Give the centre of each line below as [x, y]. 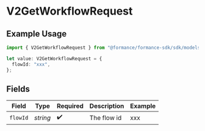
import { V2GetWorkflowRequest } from [56, 48]
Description [107, 106]
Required [70, 106]
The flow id [106, 118]
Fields [18, 89]
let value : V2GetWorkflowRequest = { [54, 58]
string [43, 118]
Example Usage [37, 34]
